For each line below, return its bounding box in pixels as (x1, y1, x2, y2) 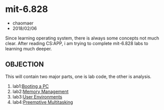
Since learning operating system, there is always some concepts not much (5, 35, 159, 41)
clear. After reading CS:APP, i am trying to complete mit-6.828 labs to (5, 40, 148, 46)
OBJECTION (5, 60, 44, 68)
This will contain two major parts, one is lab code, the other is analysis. (5, 73, 151, 79)
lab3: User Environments (12, 93, 63, 99)
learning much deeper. (5, 45, 52, 51)
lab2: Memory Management (12, 88, 69, 94)
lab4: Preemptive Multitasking (12, 99, 73, 105)
